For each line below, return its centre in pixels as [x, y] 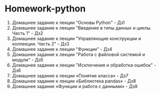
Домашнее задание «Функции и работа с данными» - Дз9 [75, 86]
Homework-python [45, 9]
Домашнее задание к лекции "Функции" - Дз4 [62, 49]
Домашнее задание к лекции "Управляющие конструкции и [76, 38]
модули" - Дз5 [28, 59]
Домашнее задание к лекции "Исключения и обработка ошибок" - [84, 65]
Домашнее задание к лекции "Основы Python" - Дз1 [68, 22]
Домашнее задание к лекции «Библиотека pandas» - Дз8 [74, 81]
